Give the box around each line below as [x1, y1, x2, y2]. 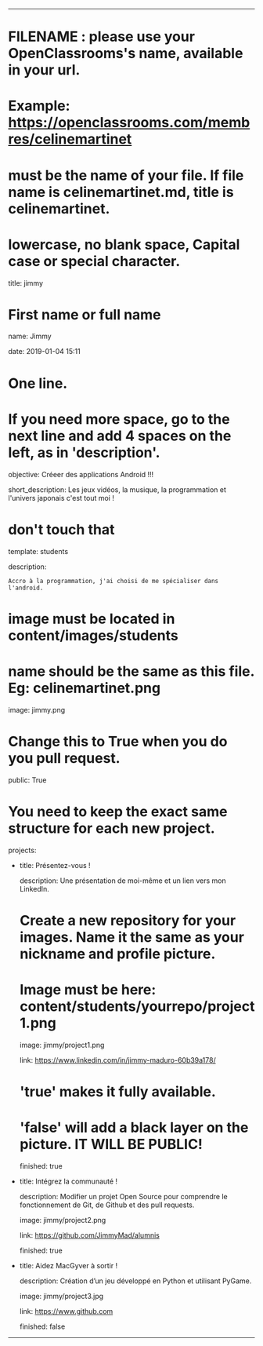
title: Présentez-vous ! [19, 860, 92, 870]
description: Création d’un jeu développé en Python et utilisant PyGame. [19, 1276, 252, 1286]
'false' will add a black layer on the [19, 1119, 249, 1136]
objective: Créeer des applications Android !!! [8, 469, 154, 479]
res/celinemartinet [8, 130, 132, 148]
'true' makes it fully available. [19, 1082, 217, 1100]
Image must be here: [19, 980, 157, 998]
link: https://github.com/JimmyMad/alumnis [19, 1230, 160, 1240]
